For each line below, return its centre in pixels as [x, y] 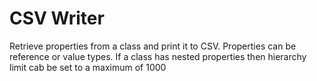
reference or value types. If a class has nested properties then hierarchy [158, 56]
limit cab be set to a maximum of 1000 [88, 67]
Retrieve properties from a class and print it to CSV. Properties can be [153, 46]
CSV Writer [57, 18]
